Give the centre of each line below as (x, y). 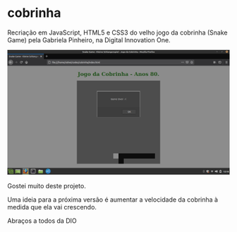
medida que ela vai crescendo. (52, 207)
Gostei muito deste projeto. (47, 185)
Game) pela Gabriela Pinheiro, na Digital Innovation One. (89, 39)
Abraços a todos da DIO (42, 221)
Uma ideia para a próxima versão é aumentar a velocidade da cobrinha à (113, 200)
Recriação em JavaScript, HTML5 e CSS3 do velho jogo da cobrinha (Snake (117, 32)
